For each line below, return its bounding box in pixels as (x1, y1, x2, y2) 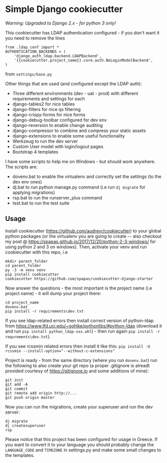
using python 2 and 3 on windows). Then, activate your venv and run (5, 243, 147, 249)
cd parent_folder (5, 263, 41, 268)
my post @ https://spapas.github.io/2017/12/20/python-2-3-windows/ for (5, 238, 156, 244)
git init (5, 377, 23, 382)
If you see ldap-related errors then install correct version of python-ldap (5, 317, 154, 323)
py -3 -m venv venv (5, 267, 46, 272)
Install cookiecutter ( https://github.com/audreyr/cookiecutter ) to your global (5, 227, 161, 233)
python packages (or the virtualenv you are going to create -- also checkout (5, 233, 162, 239)
